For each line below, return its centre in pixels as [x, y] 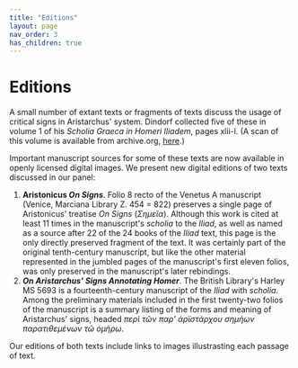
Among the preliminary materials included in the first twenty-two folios [153, 300]
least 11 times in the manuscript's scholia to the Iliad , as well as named [152, 224]
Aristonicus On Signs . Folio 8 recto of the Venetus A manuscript [142, 195]
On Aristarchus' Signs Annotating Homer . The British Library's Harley [153, 281]
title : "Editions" [44, 18]
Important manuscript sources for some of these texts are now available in [147, 158]
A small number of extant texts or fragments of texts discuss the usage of [145, 112]
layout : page [34, 26]
